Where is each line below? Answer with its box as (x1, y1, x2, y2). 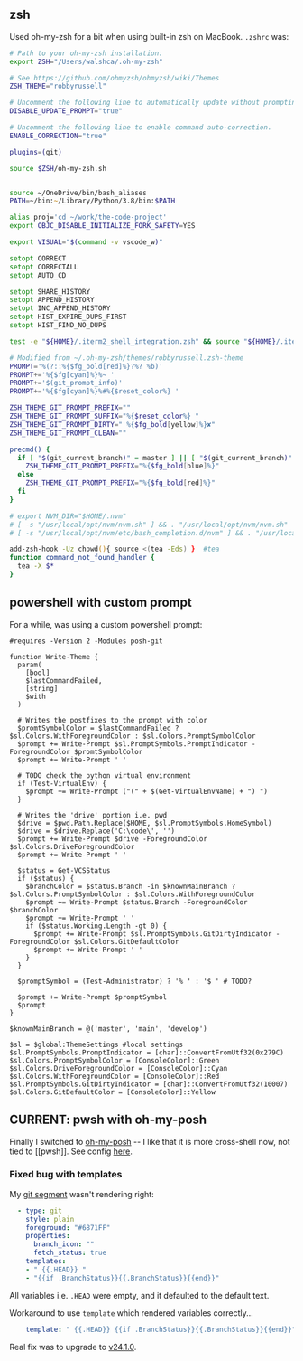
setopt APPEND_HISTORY (9, 296, 95, 305)
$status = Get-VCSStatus (17, 865, 111, 875)
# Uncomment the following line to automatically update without (9, 99, 260, 108)
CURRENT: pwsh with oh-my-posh (9, 1112, 207, 1128)
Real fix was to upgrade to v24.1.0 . (9, 1341, 137, 1352)
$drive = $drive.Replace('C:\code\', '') (17, 827, 176, 836)
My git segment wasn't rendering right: (9, 1188, 155, 1199)
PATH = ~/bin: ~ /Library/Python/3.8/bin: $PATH (9, 196, 176, 206)
